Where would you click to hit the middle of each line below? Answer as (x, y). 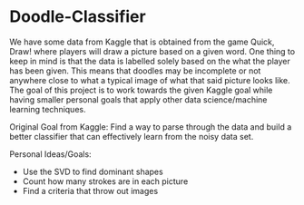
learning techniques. (48, 109)
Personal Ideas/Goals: (51, 154)
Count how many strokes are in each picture (105, 181)
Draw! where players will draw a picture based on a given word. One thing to (152, 51)
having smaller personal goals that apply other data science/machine (138, 99)
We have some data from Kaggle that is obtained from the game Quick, (142, 42)
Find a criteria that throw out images (90, 190)
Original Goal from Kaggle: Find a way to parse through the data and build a (151, 127)
